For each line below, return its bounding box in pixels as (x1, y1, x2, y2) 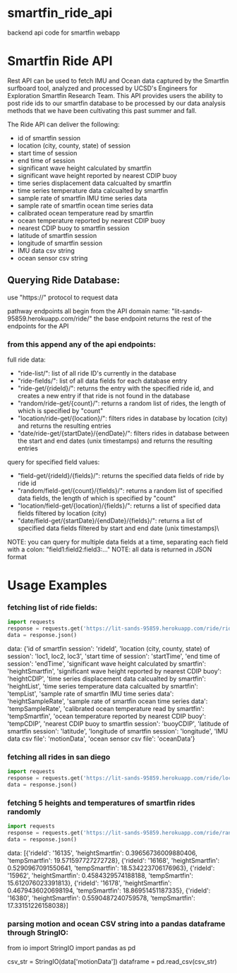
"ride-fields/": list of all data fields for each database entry (17, 376, 188, 385)
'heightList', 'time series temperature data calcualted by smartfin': (7, 682, 199, 691)
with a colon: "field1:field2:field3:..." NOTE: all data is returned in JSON (7, 545, 212, 554)
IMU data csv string (17, 246, 75, 255)
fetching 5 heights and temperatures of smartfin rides (7, 798, 195, 808)
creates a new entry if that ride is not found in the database (17, 391, 190, 400)
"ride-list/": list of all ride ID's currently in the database (17, 369, 176, 377)
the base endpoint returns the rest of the (93, 314, 212, 323)
